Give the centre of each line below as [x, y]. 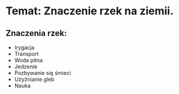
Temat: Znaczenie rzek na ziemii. [90, 11]
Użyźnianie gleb [34, 79]
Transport [26, 54]
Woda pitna [29, 60]
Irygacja [24, 47]
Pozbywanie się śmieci [43, 73]
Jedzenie [26, 66]
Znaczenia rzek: [36, 33]
